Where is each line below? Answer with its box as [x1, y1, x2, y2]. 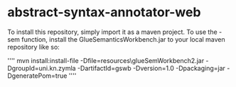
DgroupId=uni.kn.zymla [7, 64, 76, 72]
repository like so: [7, 42, 60, 51]
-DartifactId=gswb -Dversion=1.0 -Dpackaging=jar [77, 64, 226, 72]
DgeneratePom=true [7, 71, 68, 80]
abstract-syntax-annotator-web [7, 4, 201, 21]
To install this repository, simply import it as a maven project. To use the [7, 28, 218, 36]
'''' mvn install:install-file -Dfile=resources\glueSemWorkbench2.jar [7, 56, 205, 64]
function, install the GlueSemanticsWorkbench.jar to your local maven [21, 35, 225, 43]
